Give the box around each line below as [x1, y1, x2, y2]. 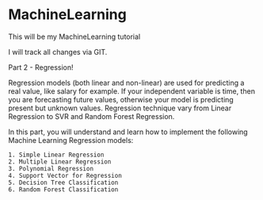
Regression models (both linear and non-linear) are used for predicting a [8, 78, 245, 87]
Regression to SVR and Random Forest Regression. [8, 111, 175, 121]
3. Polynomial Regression [8, 164, 93, 172]
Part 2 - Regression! [8, 62, 74, 72]
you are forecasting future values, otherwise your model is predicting [8, 94, 234, 104]
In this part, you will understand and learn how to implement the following [8, 127, 248, 137]
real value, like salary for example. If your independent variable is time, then [8, 86, 256, 96]
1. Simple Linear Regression [8, 151, 105, 159]
